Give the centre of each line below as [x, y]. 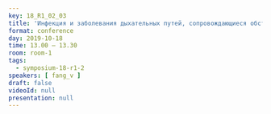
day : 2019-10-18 [35, 38]
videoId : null [32, 90]
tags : [17, 61]
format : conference [41, 31]
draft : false [30, 83]
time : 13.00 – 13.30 [43, 46]
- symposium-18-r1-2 [50, 68]
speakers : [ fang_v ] [45, 75]
